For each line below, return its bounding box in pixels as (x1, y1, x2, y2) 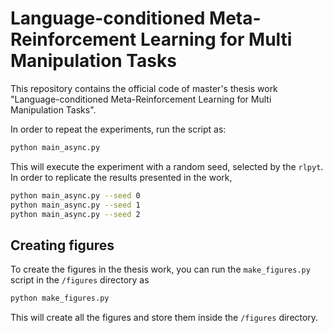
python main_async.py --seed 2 (10, 209, 141, 219)
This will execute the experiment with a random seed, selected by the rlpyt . (10, 160, 324, 172)
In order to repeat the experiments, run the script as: (10, 123, 227, 135)
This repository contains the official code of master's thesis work (10, 82, 278, 94)
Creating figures (10, 237, 115, 254)
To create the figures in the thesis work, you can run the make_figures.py (10, 263, 311, 276)
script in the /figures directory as (10, 274, 150, 286)
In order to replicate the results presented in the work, (10, 171, 233, 183)
